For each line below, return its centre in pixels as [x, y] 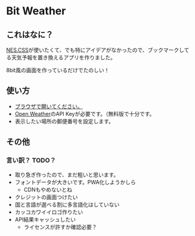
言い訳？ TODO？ [31, 161]
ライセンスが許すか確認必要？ [60, 227]
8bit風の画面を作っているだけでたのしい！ [58, 70]
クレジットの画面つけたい [46, 197]
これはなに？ [30, 34]
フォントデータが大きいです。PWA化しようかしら [75, 182]
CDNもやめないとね [48, 189]
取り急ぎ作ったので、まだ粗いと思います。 [67, 174]
